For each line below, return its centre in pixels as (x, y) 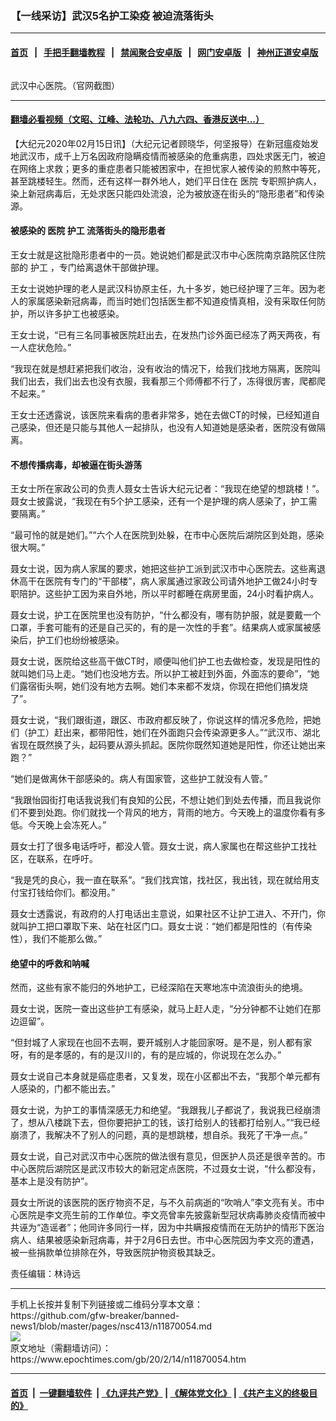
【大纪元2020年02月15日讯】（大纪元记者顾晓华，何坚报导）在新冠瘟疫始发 (165, 143)
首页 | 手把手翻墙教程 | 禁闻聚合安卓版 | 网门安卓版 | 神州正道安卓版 (164, 52)
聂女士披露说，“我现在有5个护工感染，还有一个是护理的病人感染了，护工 (159, 501)
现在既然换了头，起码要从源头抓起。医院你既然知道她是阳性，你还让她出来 (172, 745)
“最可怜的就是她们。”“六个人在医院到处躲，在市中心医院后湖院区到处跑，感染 (167, 535)
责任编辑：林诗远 (45, 1274)
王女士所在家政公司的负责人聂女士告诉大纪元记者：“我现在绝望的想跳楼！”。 (167, 489)
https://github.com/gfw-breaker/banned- (95, 1316)
